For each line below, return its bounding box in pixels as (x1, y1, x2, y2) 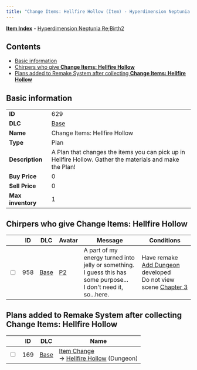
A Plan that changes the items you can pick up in (51, 148, 186, 156)
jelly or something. (83, 261, 135, 269)
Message (96, 236, 123, 245)
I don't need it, (83, 283, 124, 291)
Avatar (59, 236, 78, 245)
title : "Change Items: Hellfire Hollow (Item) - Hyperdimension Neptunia (6, 8, 191, 15)
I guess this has (83, 268, 127, 276)
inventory (9, 199, 37, 207)
